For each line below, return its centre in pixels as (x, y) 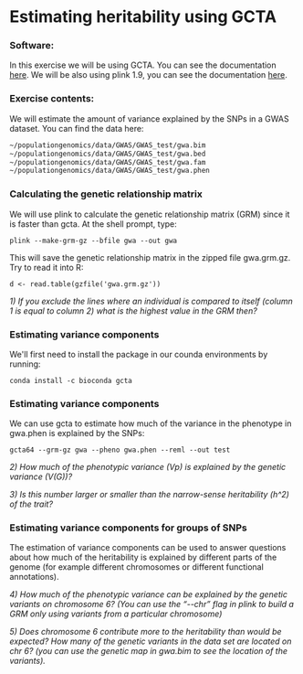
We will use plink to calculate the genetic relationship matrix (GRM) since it (150, 214)
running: (25, 364)
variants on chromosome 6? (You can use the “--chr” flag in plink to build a (152, 604)
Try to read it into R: (47, 267)
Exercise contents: (52, 99)
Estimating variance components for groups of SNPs (129, 528)
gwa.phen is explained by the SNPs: (77, 433)
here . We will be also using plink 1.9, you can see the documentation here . (148, 75)
